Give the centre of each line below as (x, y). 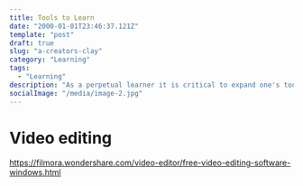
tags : (19, 69)
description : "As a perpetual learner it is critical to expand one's (145, 85)
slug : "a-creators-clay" (56, 51)
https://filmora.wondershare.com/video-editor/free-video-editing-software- (150, 163)
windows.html (35, 172)
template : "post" (42, 34)
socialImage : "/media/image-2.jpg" (76, 93)
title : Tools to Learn (52, 18)
